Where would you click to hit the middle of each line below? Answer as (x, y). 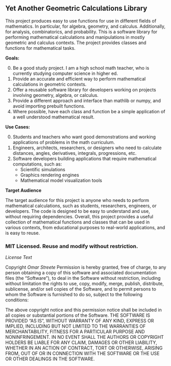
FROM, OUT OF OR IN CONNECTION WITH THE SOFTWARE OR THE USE (82, 354)
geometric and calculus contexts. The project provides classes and (76, 43)
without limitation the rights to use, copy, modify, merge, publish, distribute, (85, 283)
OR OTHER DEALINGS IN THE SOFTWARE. (50, 359)
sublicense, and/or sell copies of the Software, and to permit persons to (81, 289)
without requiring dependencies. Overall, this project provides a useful (79, 216)
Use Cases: (18, 127)
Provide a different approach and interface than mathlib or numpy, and (87, 100)
